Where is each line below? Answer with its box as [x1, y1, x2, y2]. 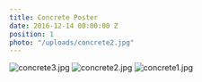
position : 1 [9, 29, 54, 38]
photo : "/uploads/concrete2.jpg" [9, 37, 135, 47]
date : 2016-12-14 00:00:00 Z [9, 21, 119, 30]
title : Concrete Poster [9, 12, 99, 22]
